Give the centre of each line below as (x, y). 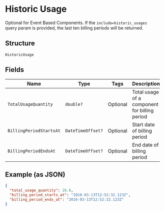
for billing (143, 110)
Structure (20, 44)
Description (146, 84)
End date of (145, 145)
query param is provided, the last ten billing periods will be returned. (74, 28)
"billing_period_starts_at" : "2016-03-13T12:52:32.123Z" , (70, 195)
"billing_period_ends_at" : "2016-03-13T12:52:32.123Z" (67, 200)
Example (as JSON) (35, 174)
